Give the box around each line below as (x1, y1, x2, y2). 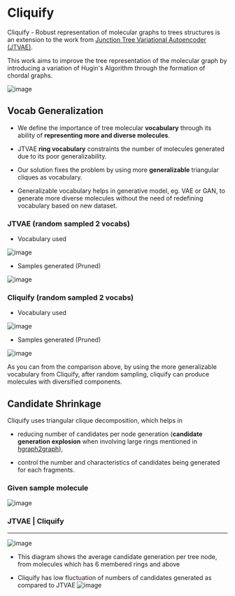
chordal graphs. (7, 71, 53, 80)
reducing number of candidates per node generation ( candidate (17, 430, 203, 438)
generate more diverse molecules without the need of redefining (17, 194, 204, 202)
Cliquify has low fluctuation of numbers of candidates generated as (17, 573, 212, 581)
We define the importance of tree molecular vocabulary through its (17, 124, 212, 132)
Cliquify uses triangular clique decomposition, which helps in (7, 416, 183, 425)
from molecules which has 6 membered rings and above (17, 560, 180, 568)
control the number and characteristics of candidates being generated (17, 458, 220, 467)
